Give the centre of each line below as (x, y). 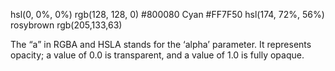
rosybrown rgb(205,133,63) (66, 25)
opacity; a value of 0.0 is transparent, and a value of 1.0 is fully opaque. (157, 55)
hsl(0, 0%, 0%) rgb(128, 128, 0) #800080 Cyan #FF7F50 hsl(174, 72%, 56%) (167, 14)
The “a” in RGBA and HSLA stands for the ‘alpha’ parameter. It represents (161, 44)
